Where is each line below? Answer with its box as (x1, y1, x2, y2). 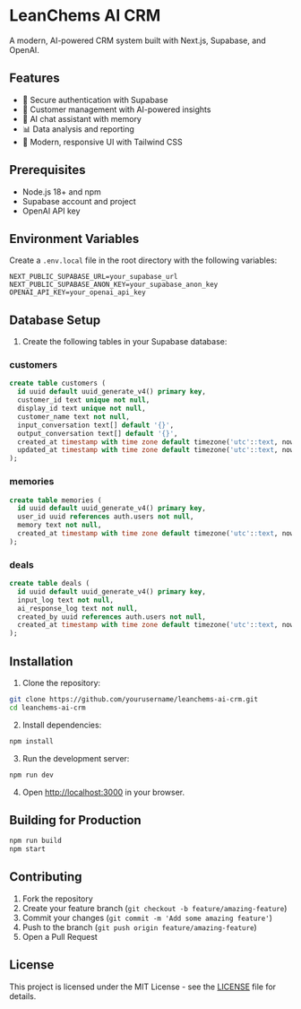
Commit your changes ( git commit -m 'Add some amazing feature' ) (21, 912, 273, 923)
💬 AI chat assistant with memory (21, 113, 142, 124)
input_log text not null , (17, 596, 115, 605)
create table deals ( (9, 579, 90, 588)
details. (9, 990, 37, 1001)
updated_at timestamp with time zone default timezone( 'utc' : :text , (17, 446, 279, 455)
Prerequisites (9, 162, 86, 178)
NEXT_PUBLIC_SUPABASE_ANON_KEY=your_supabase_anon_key (9, 280, 219, 290)
